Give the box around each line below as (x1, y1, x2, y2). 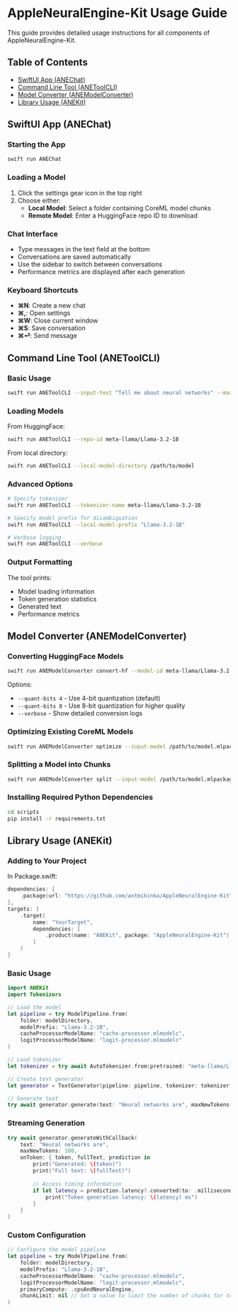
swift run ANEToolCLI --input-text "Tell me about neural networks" (7, 389, 214, 396)
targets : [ (7, 905, 40, 912)
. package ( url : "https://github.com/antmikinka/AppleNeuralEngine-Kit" (20, 893, 233, 900)
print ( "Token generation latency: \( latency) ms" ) (45, 1194, 198, 1201)
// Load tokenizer (7, 1056, 62, 1063)
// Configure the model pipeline (7, 1246, 106, 1253)
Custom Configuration (7, 1230, 86, 1240)
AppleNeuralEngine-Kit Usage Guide (7, 5, 228, 21)
